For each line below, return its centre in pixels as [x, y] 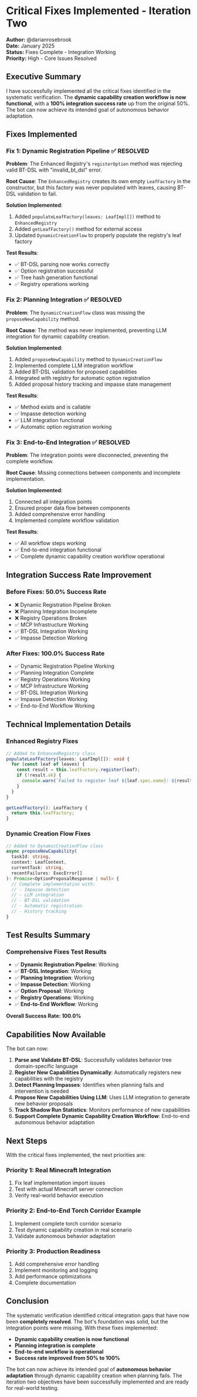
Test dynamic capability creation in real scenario [73, 1230]
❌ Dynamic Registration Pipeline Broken [63, 605]
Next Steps [27, 1141]
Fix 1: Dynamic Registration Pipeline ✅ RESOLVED [78, 151]
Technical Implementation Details [69, 724]
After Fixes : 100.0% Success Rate [55, 653]
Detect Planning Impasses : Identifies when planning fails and [89, 1085]
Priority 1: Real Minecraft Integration [59, 1170]
